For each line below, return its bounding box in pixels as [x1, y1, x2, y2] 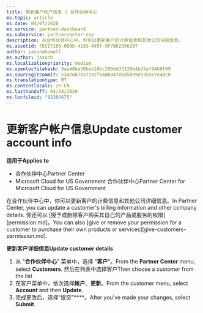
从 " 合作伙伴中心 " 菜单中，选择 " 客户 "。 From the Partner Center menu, [15, 257, 196, 265]
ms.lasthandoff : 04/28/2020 [6, 89, 78, 95]
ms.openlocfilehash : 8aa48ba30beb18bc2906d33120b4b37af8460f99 [6, 65, 171, 72]
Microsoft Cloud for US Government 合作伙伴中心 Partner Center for [15, 177, 185, 185]
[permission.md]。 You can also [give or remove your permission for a [6, 218, 182, 226]
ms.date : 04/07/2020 [6, 20, 59, 26]
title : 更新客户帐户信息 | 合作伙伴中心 [6, 9, 98, 15]
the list [15, 272, 32, 279]
